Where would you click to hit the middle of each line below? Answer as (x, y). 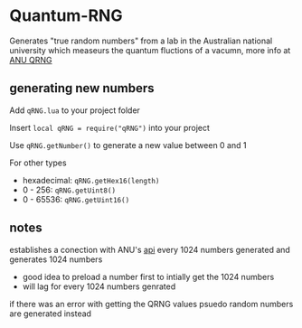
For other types (38, 163)
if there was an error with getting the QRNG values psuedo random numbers (151, 304)
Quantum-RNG (66, 16)
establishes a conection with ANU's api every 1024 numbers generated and (150, 249)
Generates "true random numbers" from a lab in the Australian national (141, 41)
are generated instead (51, 314)
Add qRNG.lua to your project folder (75, 110)
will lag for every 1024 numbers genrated (99, 286)
